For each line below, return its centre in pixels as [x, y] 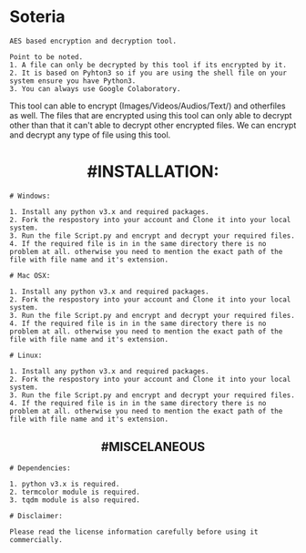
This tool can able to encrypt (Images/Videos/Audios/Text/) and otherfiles [148, 106]
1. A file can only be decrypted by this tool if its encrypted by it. [148, 65]
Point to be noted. [46, 56]
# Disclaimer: [36, 516]
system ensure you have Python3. [73, 81]
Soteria [37, 17]
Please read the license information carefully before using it [134, 532]
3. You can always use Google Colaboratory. [95, 88]
